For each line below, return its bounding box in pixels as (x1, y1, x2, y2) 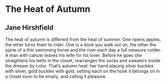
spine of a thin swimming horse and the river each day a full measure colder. (5, 47, 162, 53)
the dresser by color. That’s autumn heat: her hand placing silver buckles (5, 63, 154, 69)
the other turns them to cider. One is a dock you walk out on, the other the (5, 42, 157, 48)
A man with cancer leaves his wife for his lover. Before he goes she (5, 52, 142, 58)
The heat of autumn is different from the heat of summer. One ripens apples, (5, 36, 161, 42)
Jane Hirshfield (5, 23, 54, 32)
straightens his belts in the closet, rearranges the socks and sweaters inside (5, 58, 161, 63)
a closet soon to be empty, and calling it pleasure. (5, 74, 107, 79)
